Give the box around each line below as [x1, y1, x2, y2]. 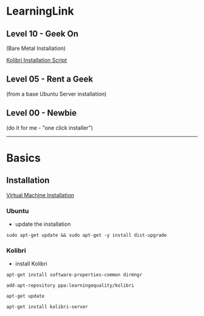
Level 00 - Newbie [6, 108, 77, 118]
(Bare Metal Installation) [6, 44, 66, 52]
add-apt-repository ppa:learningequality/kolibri [6, 283, 135, 289]
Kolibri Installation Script [6, 57, 67, 63]
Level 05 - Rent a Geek [6, 74, 93, 85]
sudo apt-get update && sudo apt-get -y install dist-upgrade [6, 232, 167, 238]
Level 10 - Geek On [6, 29, 79, 39]
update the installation [15, 220, 71, 228]
